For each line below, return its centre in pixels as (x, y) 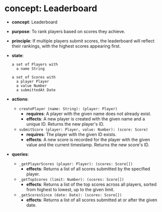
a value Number (32, 86)
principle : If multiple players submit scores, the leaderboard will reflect (83, 41)
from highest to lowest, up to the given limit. (70, 189)
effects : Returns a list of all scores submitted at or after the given (92, 200)
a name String (30, 69)
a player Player (33, 81)
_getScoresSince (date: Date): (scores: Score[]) (71, 195)
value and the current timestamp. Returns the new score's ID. (88, 145)
